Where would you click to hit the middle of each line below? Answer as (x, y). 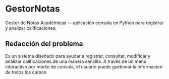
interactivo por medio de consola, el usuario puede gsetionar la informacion (84, 66)
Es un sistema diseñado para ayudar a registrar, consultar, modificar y (78, 56)
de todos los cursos (26, 72)
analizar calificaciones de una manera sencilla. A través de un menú (76, 61)
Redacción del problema (44, 44)
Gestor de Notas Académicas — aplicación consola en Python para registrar (84, 23)
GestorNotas (33, 9)
